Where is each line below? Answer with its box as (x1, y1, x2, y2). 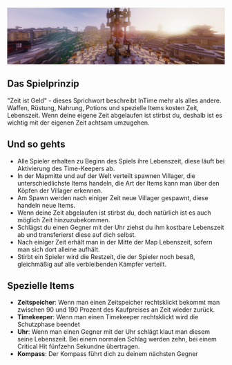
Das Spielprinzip (7, 78, 79, 90)
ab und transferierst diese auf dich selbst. (17, 230, 137, 239)
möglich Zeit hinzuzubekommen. (17, 215, 110, 224)
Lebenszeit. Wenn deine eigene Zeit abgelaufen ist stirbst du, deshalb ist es (7, 111, 223, 119)
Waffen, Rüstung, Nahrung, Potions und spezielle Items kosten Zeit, (7, 103, 199, 112)
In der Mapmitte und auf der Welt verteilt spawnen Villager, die (17, 171, 195, 180)
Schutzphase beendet (17, 320, 81, 329)
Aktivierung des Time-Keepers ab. (17, 164, 115, 172)
